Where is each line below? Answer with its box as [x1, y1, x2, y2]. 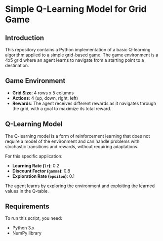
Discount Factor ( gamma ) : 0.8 [12, 168, 71, 174]
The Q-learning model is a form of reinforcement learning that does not [5, 133, 150, 139]
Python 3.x [12, 225, 35, 231]
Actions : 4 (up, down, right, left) [12, 95, 78, 101]
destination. [5, 63, 29, 68]
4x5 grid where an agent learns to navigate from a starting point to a [5, 57, 144, 63]
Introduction [5, 34, 44, 42]
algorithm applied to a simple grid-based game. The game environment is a [5, 52, 159, 58]
